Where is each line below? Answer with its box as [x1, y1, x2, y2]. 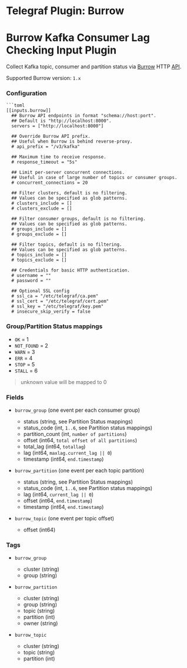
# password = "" [11, 278, 51, 284]
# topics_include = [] [11, 252, 67, 258]
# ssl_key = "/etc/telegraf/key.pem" [11, 303, 104, 310]
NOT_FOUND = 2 [14, 342, 48, 349]
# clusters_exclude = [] [11, 206, 72, 211]
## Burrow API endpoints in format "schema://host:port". [11, 113, 157, 119]
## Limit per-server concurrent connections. [11, 170, 125, 176]
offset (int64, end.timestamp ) [23, 497, 93, 504]
